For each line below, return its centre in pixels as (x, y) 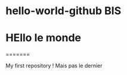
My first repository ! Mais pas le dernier (54, 66)
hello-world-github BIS (63, 11)
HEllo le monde (44, 38)
